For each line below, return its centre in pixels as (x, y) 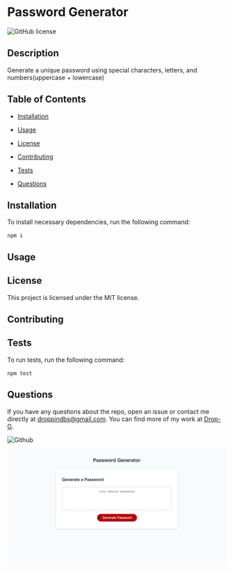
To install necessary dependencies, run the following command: (99, 222)
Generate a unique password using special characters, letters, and (102, 70)
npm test (20, 373)
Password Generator (68, 12)
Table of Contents (47, 99)
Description (33, 53)
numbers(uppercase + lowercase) (56, 77)
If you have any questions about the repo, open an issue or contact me (108, 411)
